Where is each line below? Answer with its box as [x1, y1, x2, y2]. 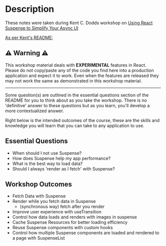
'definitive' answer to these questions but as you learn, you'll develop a [5, 102, 150, 108]
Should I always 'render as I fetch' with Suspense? [12, 165, 115, 171]
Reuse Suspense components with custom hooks [12, 225, 113, 231]
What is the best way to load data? [12, 161, 83, 166]
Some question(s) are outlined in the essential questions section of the [5, 92, 149, 98]
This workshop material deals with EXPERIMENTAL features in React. [5, 62, 147, 68]
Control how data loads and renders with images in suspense [12, 214, 137, 220]
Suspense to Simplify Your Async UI [5, 25, 79, 31]
